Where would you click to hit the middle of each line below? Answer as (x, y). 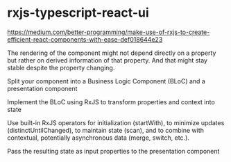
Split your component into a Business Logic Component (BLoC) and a (106, 81)
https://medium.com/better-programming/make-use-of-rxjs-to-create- (109, 32)
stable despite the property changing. (61, 67)
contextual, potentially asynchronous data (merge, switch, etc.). (98, 138)
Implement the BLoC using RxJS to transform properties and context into (111, 102)
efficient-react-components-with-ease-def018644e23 (85, 39)
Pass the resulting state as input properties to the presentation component (113, 151)
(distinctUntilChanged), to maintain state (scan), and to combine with (106, 130)
